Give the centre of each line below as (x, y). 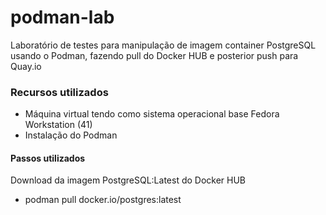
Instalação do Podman (71, 135)
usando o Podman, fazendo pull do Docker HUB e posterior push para (154, 55)
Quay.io (26, 66)
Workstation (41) (58, 125)
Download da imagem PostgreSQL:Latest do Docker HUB (128, 180)
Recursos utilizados (59, 92)
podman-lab (62, 17)
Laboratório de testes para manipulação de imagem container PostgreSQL (163, 45)
